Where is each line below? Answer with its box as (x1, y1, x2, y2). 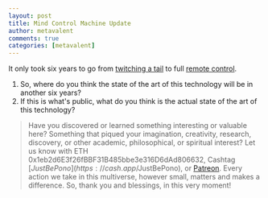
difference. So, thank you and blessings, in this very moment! (27, 180, 232, 190)
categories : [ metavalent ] (8, 42, 95, 50)
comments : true (8, 34, 60, 43)
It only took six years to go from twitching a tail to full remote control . (8, 64, 237, 73)
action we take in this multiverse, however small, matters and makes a (27, 172, 260, 182)
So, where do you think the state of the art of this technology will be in (19, 80, 254, 89)
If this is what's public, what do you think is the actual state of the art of (19, 97, 258, 106)
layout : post (8, 11, 52, 20)
